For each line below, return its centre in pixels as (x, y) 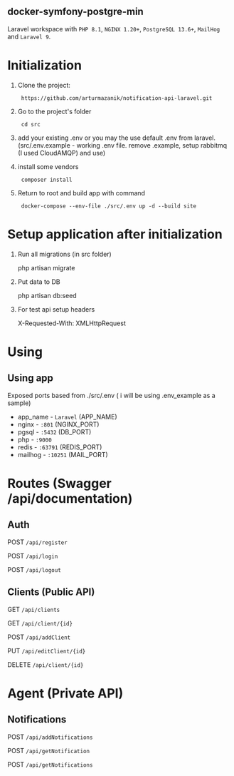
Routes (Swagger (59, 483)
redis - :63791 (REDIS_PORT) (60, 447)
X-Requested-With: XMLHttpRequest (72, 323)
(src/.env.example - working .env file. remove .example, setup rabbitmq (122, 145)
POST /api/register (37, 542)
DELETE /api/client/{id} (46, 664)
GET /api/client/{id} (40, 623)
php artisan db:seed (47, 295)
